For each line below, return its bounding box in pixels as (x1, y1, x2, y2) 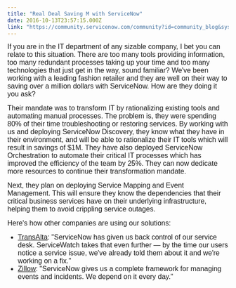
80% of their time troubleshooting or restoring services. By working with (7, 120, 228, 129)
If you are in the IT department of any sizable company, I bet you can (7, 43, 221, 51)
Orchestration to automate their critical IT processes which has (7, 152, 202, 160)
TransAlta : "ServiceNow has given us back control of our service (17, 233, 218, 242)
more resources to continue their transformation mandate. (7, 167, 187, 176)
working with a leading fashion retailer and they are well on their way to (7, 74, 228, 83)
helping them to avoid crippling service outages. (7, 205, 156, 214)
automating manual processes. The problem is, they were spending (7, 112, 216, 120)
